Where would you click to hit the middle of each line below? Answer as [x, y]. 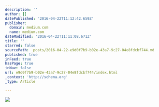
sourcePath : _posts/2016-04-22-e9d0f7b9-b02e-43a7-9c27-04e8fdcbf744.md [80, 50]
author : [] [16, 14]
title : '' [15, 41]
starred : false [20, 46]
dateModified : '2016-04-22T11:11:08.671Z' [48, 37]
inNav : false [18, 68]
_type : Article [20, 81]
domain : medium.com [29, 28]
